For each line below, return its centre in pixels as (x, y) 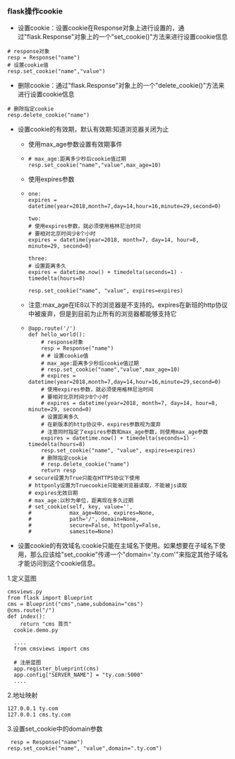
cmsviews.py (25, 592)
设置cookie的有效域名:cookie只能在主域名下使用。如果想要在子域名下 (118, 546)
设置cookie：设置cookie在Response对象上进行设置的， (98, 28)
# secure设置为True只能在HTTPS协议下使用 (84, 478)
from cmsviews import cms (52, 649)
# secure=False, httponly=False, (95, 525)
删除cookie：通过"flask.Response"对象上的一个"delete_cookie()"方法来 (121, 86)
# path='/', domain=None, (84, 519)
